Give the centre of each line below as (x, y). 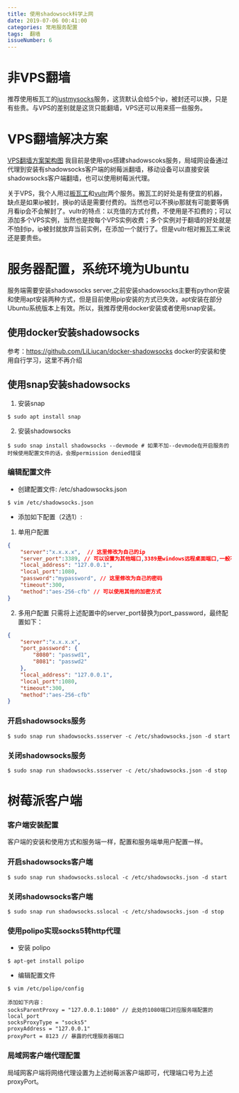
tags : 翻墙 (24, 34)
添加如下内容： (26, 1003)
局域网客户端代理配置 (44, 1056)
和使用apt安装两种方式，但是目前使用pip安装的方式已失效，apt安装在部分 (115, 299)
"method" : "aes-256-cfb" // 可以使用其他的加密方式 (91, 592)
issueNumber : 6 (30, 41)
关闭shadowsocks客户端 (51, 896)
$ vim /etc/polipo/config (46, 989)
